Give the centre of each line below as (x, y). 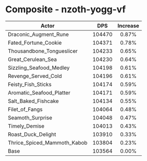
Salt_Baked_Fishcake (33, 101)
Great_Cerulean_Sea (33, 59)
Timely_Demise (26, 126)
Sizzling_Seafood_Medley (39, 68)
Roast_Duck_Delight (32, 134)
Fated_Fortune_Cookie (35, 43)
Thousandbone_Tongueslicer (43, 51)
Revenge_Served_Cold (35, 76)
